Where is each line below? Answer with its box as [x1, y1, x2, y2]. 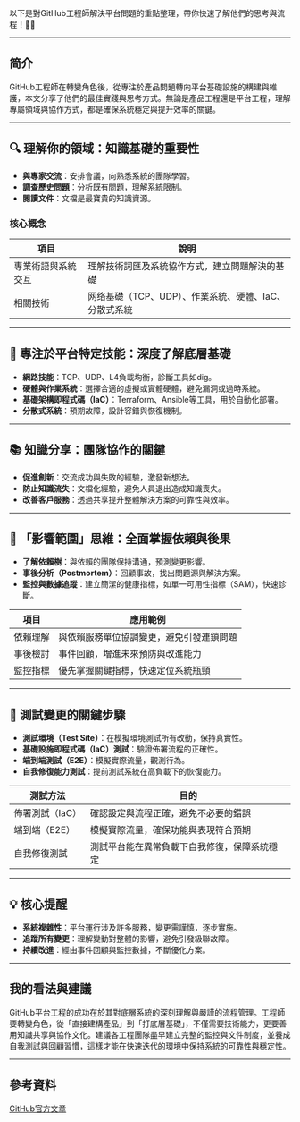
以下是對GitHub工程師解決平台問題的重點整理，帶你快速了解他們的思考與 [9, 8, 278, 18]
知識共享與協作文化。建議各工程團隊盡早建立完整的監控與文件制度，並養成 [16, 1029, 291, 1040]
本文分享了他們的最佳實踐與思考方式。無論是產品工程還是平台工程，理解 [24, 92, 291, 103]
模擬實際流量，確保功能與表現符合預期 [89, 824, 252, 837]
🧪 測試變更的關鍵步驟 [9, 707, 126, 722]
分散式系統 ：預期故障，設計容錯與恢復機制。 [21, 405, 187, 416]
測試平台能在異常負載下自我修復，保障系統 [89, 840, 270, 853]
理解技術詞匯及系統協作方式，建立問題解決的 [87, 259, 276, 272]
